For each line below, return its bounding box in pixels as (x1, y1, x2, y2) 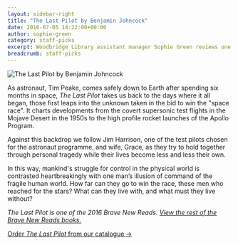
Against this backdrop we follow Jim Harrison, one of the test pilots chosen (7, 135, 228, 143)
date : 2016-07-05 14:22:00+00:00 (7, 24, 107, 31)
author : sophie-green (7, 30, 72, 38)
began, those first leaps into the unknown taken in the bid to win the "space (7, 98, 229, 107)
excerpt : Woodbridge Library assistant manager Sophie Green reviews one (7, 43, 232, 51)
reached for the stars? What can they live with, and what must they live (7, 187, 216, 195)
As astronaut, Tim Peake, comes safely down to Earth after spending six (7, 83, 219, 92)
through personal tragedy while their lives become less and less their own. (7, 150, 226, 159)
